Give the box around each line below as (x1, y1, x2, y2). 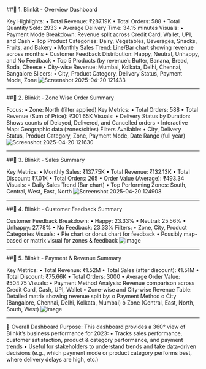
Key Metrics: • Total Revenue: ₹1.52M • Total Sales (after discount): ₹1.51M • (6, 266, 199, 273)
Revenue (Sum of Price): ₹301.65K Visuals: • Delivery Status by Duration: (6, 112, 191, 120)
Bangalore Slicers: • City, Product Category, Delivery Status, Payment (6, 70, 183, 77)
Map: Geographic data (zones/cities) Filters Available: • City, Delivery (6, 126, 181, 133)
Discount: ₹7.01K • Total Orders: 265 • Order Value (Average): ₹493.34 (6, 175, 185, 182)
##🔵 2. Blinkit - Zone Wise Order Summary (6, 94, 115, 101)
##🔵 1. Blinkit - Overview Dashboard (6, 6, 98, 13)
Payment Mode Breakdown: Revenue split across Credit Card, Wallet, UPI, (6, 31, 193, 38)
